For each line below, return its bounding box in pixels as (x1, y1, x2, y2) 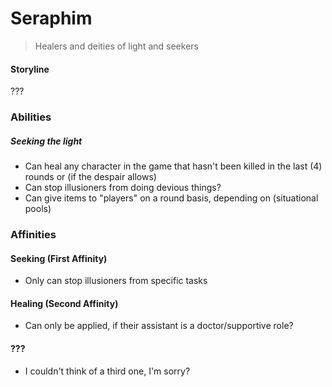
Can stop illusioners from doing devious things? (24, 182, 222, 194)
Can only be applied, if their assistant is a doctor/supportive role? (24, 320, 294, 332)
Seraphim (10, 7, 93, 30)
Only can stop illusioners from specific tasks (24, 275, 208, 287)
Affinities (10, 227, 57, 241)
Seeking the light (10, 135, 83, 147)
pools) (24, 203, 52, 215)
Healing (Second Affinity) (10, 297, 119, 309)
